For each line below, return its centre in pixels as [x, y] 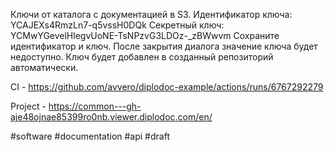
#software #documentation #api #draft [90, 136]
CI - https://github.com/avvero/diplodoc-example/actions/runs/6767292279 [167, 87]
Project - [28, 106]
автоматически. [44, 67]
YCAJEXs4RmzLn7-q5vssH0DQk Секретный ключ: [117, 25]
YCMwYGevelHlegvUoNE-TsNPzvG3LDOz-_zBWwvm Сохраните [145, 35]
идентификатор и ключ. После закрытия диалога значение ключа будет [164, 46]
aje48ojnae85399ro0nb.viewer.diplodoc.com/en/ [111, 117]
